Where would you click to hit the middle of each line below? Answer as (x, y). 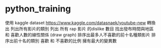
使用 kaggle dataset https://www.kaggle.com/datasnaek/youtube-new (76, 23)
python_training (38, 9)
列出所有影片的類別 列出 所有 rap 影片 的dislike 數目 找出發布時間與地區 (82, 29)
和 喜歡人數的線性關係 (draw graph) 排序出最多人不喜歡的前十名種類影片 (78, 35)
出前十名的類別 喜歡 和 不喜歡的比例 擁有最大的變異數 (63, 41)
